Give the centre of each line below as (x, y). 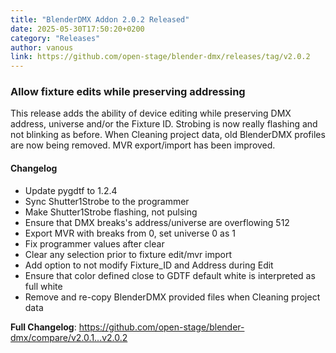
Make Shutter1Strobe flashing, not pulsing (111, 212)
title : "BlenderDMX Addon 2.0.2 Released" (100, 19)
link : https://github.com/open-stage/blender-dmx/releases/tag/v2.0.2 (160, 57)
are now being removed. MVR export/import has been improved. (143, 145)
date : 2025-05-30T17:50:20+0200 (77, 29)
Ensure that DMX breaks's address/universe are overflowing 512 (157, 222)
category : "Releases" (55, 38)
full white (43, 286)
